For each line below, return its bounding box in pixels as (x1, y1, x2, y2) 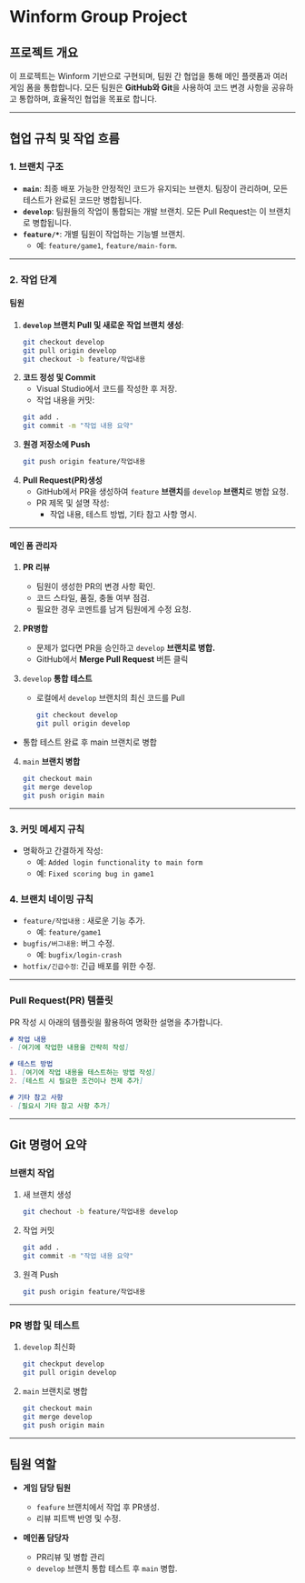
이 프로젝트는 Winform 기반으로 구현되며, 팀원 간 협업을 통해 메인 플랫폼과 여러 (9, 71, 289, 81)
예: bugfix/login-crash (35, 949, 123, 960)
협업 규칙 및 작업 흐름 (9, 131, 120, 146)
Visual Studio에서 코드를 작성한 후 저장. (35, 384, 178, 395)
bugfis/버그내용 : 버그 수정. (22, 938, 115, 949)
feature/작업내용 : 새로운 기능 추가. (22, 916, 145, 927)
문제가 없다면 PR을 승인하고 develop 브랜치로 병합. (35, 643, 216, 654)
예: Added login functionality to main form (35, 857, 203, 867)
